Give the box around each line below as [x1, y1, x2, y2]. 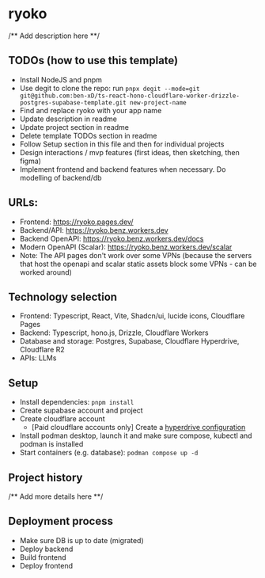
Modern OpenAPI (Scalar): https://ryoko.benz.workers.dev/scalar [19, 242, 233, 252]
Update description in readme [19, 114, 117, 124]
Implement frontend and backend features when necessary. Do [19, 164, 226, 174]
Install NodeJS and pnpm [19, 74, 103, 84]
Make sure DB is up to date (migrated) [19, 535, 144, 545]
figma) [19, 156, 42, 165]
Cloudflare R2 [19, 345, 65, 355]
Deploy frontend [19, 561, 74, 570]
